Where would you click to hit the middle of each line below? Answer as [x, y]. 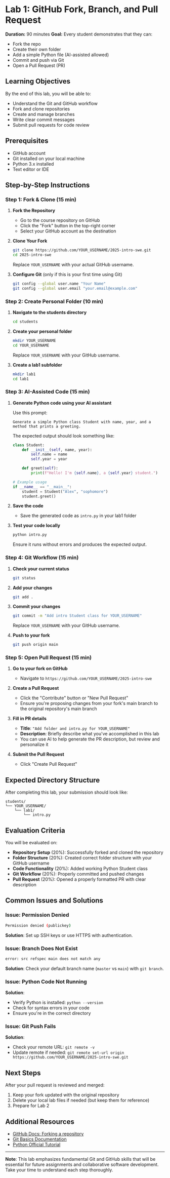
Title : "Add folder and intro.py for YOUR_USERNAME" [75, 728]
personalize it [34, 744]
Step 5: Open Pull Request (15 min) [49, 658]
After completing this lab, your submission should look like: [67, 792]
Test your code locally [36, 526]
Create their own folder [37, 49]
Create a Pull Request [36, 688]
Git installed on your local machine [49, 159]
